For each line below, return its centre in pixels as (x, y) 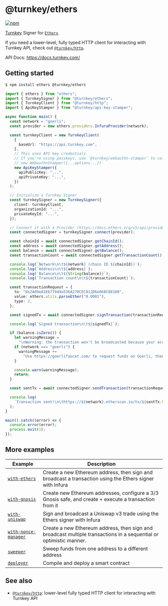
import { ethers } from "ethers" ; (41, 94)
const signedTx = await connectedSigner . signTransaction (70, 315)
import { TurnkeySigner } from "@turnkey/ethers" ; (59, 99)
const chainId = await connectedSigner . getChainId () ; (67, 241)
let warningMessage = (36, 338)
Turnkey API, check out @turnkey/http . (45, 48)
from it (50, 505)
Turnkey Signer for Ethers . (32, 33)
